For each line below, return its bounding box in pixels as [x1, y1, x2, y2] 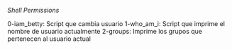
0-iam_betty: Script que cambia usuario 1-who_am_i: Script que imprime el [7, 20, 226, 27]
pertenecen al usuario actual [7, 35, 91, 43]
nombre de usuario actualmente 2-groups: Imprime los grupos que [7, 27, 202, 35]
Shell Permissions [7, 6, 60, 14]
